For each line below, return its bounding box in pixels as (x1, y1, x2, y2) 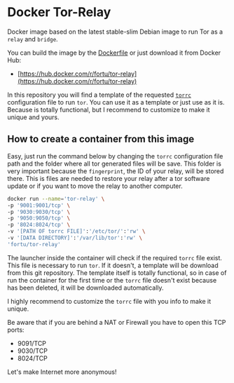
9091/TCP (17, 339, 47, 347)
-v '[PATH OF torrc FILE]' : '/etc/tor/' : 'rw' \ (7, 228, 146, 235)
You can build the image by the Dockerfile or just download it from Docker (7, 48, 221, 57)
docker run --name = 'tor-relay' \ (7, 195, 105, 202)
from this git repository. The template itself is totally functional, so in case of (7, 268, 227, 277)
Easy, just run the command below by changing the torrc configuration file (7, 152, 223, 160)
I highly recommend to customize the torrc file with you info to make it (7, 297, 212, 305)
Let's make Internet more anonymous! (7, 368, 117, 376)
